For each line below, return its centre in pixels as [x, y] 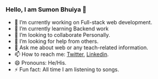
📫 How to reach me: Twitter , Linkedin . [61, 54]
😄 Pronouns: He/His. [40, 63]
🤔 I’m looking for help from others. [56, 42]
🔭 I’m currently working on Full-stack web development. [83, 23]
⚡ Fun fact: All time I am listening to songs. [67, 69]
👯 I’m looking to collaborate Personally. [62, 35]
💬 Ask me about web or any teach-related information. [81, 48]
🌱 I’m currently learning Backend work [61, 29]
